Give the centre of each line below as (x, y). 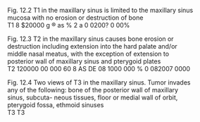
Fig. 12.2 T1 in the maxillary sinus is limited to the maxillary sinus (100, 10)
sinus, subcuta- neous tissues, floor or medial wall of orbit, (93, 97)
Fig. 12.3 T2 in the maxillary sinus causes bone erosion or (90, 39)
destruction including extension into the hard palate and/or (92, 46)
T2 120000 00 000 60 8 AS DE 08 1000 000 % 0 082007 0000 (99, 69)
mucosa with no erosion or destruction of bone (75, 18)
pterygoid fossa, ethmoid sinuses (56, 105)
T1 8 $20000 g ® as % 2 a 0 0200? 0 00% (69, 25)
